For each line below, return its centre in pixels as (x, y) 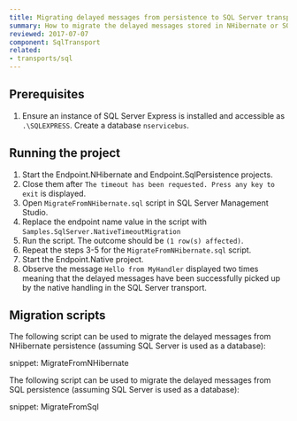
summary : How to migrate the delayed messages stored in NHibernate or (144, 26)
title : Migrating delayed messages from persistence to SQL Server (136, 17)
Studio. (35, 212)
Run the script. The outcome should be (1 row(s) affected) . (133, 240)
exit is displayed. (54, 193)
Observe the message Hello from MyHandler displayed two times (140, 269)
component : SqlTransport (55, 42)
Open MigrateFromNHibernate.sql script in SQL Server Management (145, 203)
